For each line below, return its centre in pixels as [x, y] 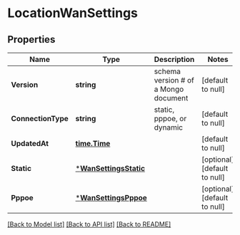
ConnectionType [40, 119]
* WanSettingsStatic [110, 168]
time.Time [93, 143]
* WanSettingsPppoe [111, 198]
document [171, 98]
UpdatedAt [30, 143]
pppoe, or [170, 119]
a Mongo [169, 89]
